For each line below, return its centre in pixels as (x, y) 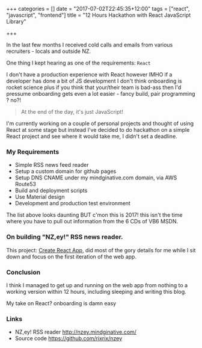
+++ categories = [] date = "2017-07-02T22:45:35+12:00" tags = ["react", (98, 9)
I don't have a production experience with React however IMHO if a (89, 74)
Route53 (25, 184)
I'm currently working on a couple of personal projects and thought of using (100, 123)
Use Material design (40, 197)
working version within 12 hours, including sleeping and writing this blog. (96, 291)
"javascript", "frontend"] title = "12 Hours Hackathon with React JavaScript (99, 15)
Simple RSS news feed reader (52, 165)
